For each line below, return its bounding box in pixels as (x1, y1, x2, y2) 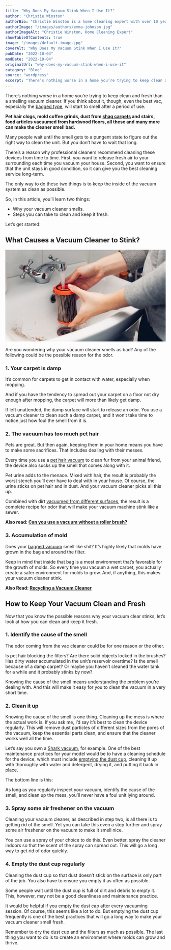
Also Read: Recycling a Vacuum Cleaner (5, 584, 92, 591)
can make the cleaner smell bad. (5, 124, 75, 130)
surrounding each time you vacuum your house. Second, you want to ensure (5, 160, 166, 166)
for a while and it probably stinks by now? (5, 668, 93, 675)
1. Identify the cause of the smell (5, 631, 88, 638)
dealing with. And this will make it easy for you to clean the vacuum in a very (5, 684, 166, 690)
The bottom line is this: (5, 777, 53, 783)
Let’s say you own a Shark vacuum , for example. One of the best (5, 745, 141, 751)
